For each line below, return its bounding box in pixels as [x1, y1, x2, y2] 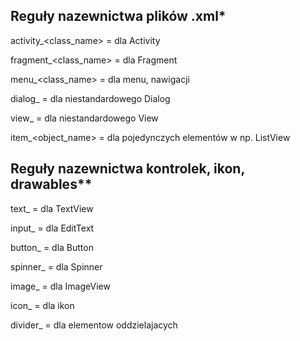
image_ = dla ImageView [10, 280, 111, 292]
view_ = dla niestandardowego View [10, 112, 159, 124]
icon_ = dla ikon [10, 299, 75, 311]
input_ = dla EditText [10, 222, 95, 234]
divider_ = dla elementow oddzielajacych [10, 319, 178, 331]
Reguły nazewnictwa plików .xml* [10, 8, 227, 25]
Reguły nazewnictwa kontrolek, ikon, [10, 160, 245, 178]
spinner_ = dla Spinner [10, 260, 103, 273]
